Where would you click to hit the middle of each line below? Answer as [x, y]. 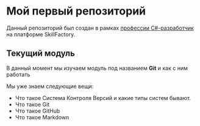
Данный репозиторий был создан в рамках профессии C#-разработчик [100, 28]
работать [18, 75]
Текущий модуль [41, 54]
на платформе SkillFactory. [41, 34]
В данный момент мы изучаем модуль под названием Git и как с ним [97, 68]
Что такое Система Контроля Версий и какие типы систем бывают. [103, 98]
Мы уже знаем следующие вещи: [50, 86]
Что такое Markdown [42, 117]
